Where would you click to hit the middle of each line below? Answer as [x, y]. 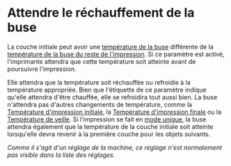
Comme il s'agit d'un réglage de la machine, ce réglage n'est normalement [115, 147]
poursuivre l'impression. [42, 69]
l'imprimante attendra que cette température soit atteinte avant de [102, 61]
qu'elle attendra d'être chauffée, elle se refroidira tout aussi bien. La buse [112, 97]
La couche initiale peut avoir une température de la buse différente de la [110, 47]
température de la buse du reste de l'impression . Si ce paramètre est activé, [116, 54]
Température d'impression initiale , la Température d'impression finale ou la [114, 112]
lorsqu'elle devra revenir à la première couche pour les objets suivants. [109, 134]
